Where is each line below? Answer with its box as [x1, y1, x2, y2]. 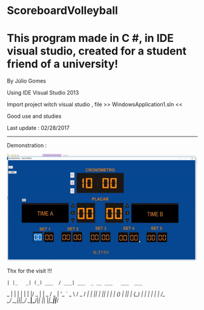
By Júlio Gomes [7, 77, 47, 85]
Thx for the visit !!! [7, 268, 52, 275]
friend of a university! [7, 57, 119, 71]
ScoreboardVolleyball [7, 4, 119, 18]
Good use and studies [7, 113, 62, 120]
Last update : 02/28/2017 [7, 124, 70, 132]
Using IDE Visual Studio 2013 [7, 89, 79, 96]
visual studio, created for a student [7, 44, 187, 58]
